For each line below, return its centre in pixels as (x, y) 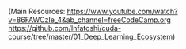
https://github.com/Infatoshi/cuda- (65, 28)
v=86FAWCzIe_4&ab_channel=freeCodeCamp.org (90, 20)
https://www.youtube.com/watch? (122, 11)
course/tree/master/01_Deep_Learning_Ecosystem (90, 36)
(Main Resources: (37, 11)
